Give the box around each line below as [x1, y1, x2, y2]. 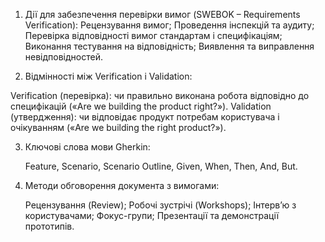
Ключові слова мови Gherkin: [24, 141, 151, 153]
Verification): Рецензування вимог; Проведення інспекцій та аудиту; [24, 19, 315, 31]
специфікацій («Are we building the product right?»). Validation [10, 100, 272, 112]
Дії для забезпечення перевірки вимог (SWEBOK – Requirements [24, 9, 301, 20]
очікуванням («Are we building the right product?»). [10, 122, 227, 133]
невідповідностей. [24, 51, 103, 63]
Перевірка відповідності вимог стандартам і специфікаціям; [24, 30, 283, 41]
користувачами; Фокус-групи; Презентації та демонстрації [24, 210, 280, 221]
